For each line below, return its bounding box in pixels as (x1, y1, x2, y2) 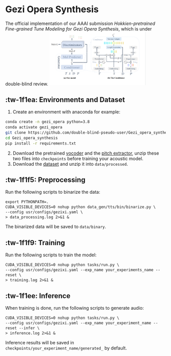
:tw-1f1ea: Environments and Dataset (5, 95, 125, 104)
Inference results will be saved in (5, 340, 74, 346)
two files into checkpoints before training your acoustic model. (12, 155, 144, 161)
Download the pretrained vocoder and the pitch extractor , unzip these (12, 150, 159, 156)
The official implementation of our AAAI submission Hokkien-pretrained (5, 20, 155, 26)
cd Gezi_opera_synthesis (5, 135, 58, 140)
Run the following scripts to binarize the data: (5, 189, 100, 195)
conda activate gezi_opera (5, 125, 63, 130)
